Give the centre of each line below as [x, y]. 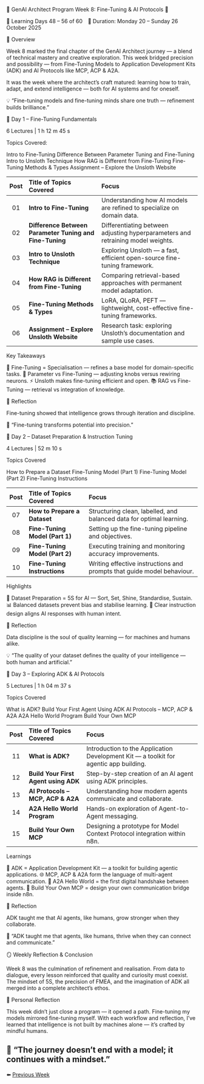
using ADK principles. [117, 781]
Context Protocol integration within [136, 834]
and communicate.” [31, 942]
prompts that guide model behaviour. [141, 571]
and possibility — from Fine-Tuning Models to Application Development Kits [101, 64]
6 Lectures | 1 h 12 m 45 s [38, 131]
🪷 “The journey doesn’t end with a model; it [90, 1050]
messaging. [122, 816]
